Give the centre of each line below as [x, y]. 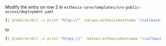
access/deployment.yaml [30, 12]
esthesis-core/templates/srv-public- [103, 7]
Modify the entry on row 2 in [34, 7]
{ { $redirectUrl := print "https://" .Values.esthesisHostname [72, 39]
